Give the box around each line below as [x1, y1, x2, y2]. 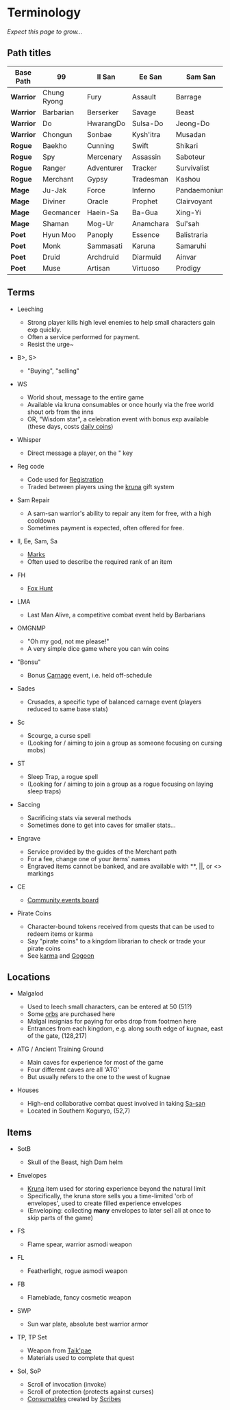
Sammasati [86, 241, 123, 251]
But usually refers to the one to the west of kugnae [27, 1073, 170, 1081]
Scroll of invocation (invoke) [27, 1381, 107, 1389]
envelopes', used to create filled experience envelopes [27, 1199, 181, 1207]
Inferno [132, 185, 155, 195]
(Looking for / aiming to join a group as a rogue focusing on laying [27, 780, 214, 788]
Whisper [16, 435, 41, 443]
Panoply [86, 230, 114, 239]
